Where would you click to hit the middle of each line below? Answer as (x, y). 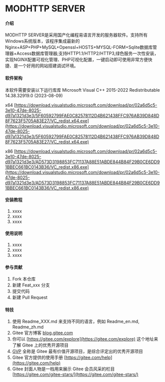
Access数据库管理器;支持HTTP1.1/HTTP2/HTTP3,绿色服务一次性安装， (87, 53)
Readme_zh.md (28, 327)
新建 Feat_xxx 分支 (31, 285)
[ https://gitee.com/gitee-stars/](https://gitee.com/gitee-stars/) (75, 375)
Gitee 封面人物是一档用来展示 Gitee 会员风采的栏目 (63, 369)
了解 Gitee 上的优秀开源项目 (40, 345)
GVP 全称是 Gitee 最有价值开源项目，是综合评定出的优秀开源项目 (78, 351)
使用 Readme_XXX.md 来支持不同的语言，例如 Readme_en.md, (76, 321)
